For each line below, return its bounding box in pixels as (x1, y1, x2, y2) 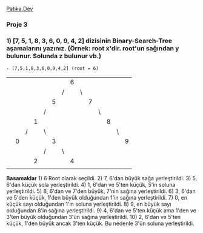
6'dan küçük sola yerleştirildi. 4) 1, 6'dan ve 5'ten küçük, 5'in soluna (6, 181, 176, 189)
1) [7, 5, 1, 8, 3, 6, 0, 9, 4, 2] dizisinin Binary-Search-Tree (6, 36, 173, 45)
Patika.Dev (6, 5, 33, 12)
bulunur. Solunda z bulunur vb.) (6, 52, 102, 60)
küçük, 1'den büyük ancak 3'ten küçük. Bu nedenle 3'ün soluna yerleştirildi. (6, 220, 195, 227)
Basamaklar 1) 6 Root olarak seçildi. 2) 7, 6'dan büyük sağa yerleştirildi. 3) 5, (6, 175, 198, 182)
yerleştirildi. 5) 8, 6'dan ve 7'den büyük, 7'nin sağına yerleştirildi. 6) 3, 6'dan (6, 187, 196, 195)
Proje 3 (6, 20, 28, 29)
